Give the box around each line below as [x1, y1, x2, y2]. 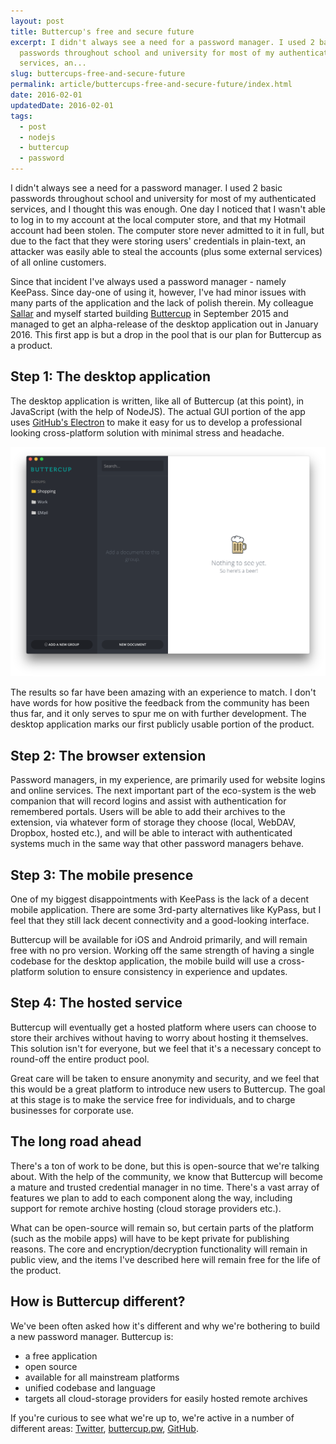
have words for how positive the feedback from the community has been [10, 697, 310, 709]
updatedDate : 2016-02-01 [10, 100, 114, 110]
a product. [10, 340, 53, 351]
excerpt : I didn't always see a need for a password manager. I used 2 [10, 37, 315, 47]
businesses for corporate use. [10, 1104, 135, 1116]
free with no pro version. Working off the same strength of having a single [10, 945, 315, 957]
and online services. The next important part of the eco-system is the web [10, 785, 317, 797]
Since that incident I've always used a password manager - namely [10, 276, 287, 287]
